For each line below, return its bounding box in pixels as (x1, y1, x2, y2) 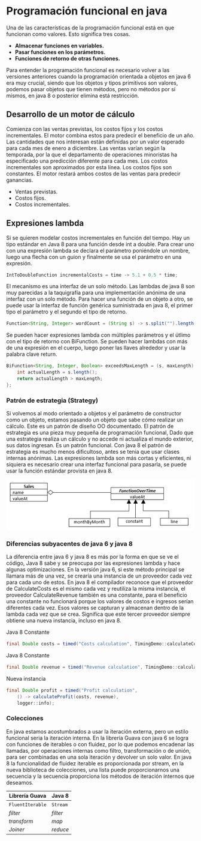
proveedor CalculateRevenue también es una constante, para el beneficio (6, 591, 187, 598)
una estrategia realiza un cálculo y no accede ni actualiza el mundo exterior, (6, 435, 194, 442)
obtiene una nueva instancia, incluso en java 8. (6, 617, 121, 624)
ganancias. (6, 176, 33, 184)
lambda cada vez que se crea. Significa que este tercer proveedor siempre (6, 610, 190, 618)
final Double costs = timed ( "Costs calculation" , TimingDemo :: (6, 641, 167, 647)
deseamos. (6, 779, 34, 786)
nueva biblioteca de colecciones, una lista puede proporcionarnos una (6, 766, 179, 773)
